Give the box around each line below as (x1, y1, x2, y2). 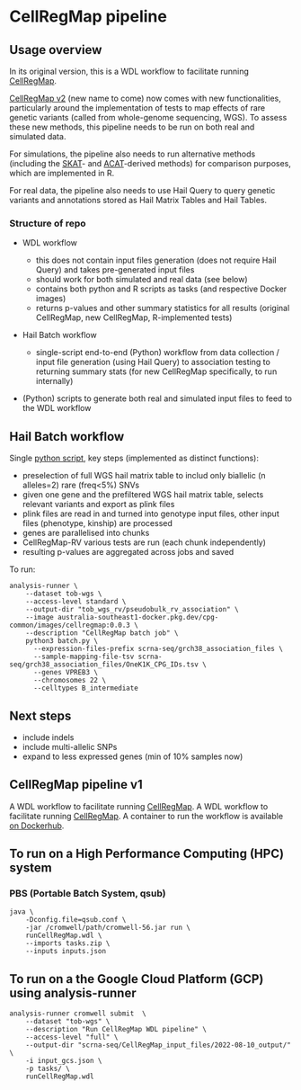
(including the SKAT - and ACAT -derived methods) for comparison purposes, (9, 158, 292, 168)
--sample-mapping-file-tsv (32, 652, 135, 662)
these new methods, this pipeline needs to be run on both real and (9, 121, 255, 132)
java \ (9, 907, 34, 916)
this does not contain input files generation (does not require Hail (35, 255, 277, 266)
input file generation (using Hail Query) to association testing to (35, 357, 271, 368)
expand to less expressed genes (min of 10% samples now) (22, 751, 243, 762)
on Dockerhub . (9, 820, 65, 831)
